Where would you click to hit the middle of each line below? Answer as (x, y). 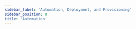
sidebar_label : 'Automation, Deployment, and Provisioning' (68, 10)
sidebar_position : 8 (26, 14)
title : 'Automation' (26, 19)
